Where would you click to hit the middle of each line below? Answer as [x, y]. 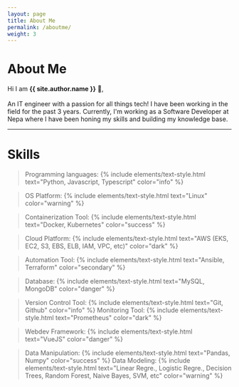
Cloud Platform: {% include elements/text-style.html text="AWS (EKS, [127, 239]
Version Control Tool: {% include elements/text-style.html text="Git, [124, 303]
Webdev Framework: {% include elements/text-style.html [108, 331]
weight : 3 [22, 34]
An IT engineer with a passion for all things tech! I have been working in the [118, 104]
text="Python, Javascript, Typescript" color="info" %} [104, 182]
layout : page [27, 14]
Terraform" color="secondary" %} [75, 267]
